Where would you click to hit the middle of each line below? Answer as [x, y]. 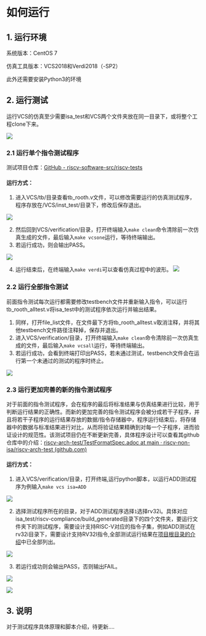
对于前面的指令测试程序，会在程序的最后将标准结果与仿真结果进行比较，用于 [103, 404]
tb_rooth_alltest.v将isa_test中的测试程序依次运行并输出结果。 [83, 309]
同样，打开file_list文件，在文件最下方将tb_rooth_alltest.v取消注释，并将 [105, 322]
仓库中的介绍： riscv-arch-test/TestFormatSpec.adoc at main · [84, 442]
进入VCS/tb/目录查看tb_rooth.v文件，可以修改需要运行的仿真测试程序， [105, 198]
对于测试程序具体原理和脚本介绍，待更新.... [61, 626]
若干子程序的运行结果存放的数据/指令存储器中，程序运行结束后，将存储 [107, 419]
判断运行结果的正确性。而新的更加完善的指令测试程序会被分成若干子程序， [100, 411]
